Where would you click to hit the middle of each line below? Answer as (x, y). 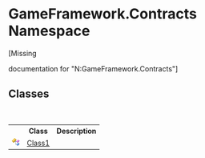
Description (76, 131)
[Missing (23, 53)
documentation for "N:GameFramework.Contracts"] (93, 68)
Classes (29, 94)
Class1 (38, 143)
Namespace (49, 31)
